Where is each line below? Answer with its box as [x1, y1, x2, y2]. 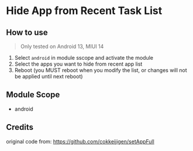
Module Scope [6, 90, 60, 100]
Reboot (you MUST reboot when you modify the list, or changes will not [14, 67, 187, 74]
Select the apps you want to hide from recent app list [14, 60, 143, 67]
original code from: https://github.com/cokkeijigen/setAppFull [6, 138, 155, 145]
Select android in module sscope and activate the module [14, 54, 154, 61]
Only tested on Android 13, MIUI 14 [20, 43, 104, 50]
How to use [6, 28, 48, 37]
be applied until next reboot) [14, 73, 83, 80]
